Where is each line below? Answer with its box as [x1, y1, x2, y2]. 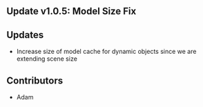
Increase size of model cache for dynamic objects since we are [16, 48, 197, 56]
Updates [6, 29, 44, 41]
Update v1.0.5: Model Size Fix [6, 6, 137, 17]
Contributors [6, 75, 64, 86]
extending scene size [16, 55, 77, 63]
